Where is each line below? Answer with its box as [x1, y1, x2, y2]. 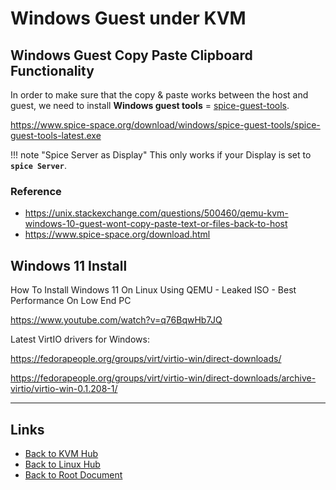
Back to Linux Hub [24, 458, 101, 470]
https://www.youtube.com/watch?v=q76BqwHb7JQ [10, 314, 223, 326]
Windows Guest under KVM [10, 7, 247, 30]
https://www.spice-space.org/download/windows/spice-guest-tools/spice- [10, 119, 321, 131]
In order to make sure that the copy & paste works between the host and [10, 89, 309, 101]
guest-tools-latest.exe [10, 130, 102, 141]
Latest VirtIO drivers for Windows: [10, 333, 150, 346]
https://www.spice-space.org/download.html [24, 228, 211, 241]
